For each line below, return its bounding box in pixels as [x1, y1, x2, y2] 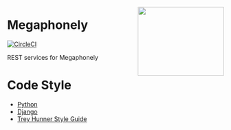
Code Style [7, 78, 72, 93]
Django [16, 107, 38, 116]
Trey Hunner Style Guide [16, 114, 87, 123]
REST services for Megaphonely [7, 53, 98, 61]
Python [16, 100, 38, 108]
